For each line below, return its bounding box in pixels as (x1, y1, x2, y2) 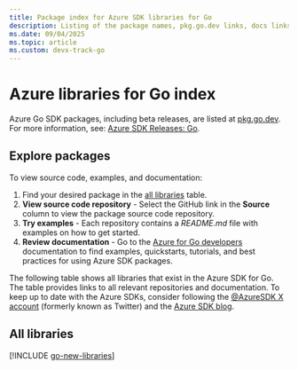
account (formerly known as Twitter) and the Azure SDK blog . (9, 301, 235, 311)
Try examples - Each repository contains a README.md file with (21, 217, 259, 228)
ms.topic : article (9, 37, 77, 47)
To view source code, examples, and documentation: (9, 172, 202, 183)
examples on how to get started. (21, 227, 140, 238)
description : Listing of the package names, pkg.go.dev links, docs (9, 21, 268, 30)
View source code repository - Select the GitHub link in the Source (21, 199, 271, 209)
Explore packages (9, 148, 111, 164)
